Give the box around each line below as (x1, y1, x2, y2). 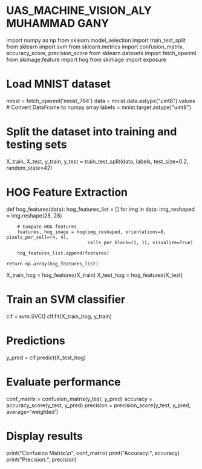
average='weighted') (6, 408, 59, 415)
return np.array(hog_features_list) (6, 261, 99, 267)
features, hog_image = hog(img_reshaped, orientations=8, (17, 228, 166, 235)
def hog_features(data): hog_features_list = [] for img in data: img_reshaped (6, 205, 195, 213)
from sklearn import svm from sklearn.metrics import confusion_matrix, (6, 43, 184, 50)
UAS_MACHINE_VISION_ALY (6, 4, 152, 18)
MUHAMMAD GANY (6, 16, 109, 30)
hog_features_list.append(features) (17, 250, 110, 256)
